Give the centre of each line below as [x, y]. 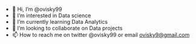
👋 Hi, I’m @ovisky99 [37, 9]
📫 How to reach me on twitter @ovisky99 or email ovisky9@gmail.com [101, 35]
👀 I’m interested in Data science [51, 15]
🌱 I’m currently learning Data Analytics [60, 22]
